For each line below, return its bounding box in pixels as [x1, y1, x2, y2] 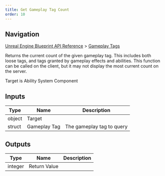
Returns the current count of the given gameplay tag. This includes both [5, 53, 152, 59]
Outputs [5, 140, 31, 148]
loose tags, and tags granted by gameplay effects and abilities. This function [5, 58, 161, 64]
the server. [5, 69, 27, 74]
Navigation [5, 30, 39, 38]
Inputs [5, 92, 26, 101]
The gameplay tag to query [65, 123, 128, 130]
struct [7, 123, 21, 130]
